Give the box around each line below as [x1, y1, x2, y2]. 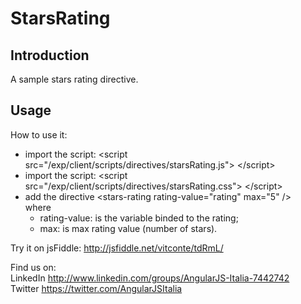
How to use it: [10, 128, 68, 141]
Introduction [10, 47, 90, 64]
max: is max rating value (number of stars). [39, 222, 218, 234]
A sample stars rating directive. [10, 73, 139, 85]
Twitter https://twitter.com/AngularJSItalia [10, 282, 183, 294]
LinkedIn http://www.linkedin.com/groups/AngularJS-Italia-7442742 [10, 272, 290, 284]
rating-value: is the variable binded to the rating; [39, 212, 239, 224]
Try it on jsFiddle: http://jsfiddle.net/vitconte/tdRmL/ [10, 242, 224, 254]
